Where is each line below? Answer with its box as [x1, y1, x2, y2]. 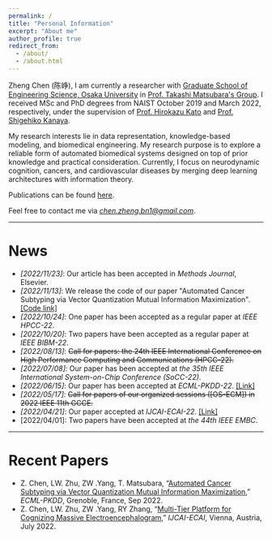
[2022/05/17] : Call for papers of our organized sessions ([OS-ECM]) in [19, 389, 255, 399]
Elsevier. [19, 277, 49, 287]
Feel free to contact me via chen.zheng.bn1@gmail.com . [8, 205, 196, 215]
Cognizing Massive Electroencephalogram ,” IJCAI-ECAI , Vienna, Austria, [19, 512, 262, 522]
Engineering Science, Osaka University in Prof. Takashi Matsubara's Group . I [8, 89, 263, 99]
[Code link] [19, 303, 58, 313]
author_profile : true [8, 34, 82, 43]
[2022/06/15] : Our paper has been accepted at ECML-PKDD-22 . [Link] [19, 381, 255, 390]
